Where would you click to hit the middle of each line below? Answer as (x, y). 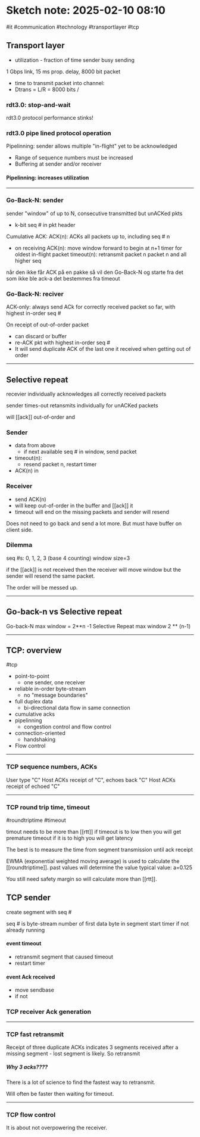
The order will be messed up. (42, 587)
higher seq (28, 260)
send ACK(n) (30, 499)
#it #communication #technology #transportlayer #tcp (73, 27)
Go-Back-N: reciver (35, 294)
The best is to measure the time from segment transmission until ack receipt (100, 850)
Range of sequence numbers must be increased (74, 158)
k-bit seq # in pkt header (45, 225)
